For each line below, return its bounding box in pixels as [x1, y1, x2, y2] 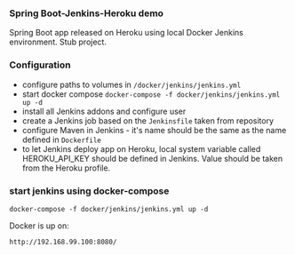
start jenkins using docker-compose [9, 185, 170, 197]
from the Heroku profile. [21, 163, 111, 173]
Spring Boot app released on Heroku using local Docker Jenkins [9, 28, 244, 38]
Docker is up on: [9, 220, 69, 231]
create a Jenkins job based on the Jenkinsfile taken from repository [21, 115, 274, 126]
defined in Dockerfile [21, 134, 102, 145]
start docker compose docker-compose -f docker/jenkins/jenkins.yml [21, 88, 281, 100]
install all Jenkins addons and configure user [21, 106, 187, 116]
